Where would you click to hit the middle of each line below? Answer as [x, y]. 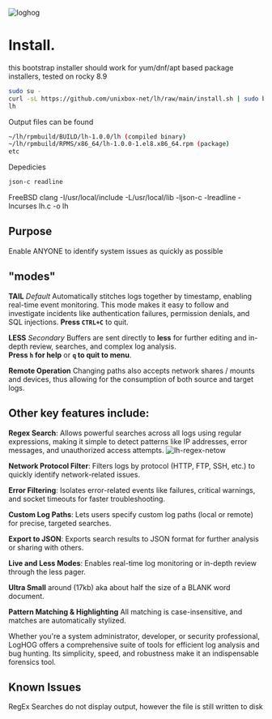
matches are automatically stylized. [68, 620]
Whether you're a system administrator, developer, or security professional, [134, 636]
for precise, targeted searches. [60, 523]
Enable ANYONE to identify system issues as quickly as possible [116, 250]
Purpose [30, 231]
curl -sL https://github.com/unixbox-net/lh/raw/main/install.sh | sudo [134, 98]
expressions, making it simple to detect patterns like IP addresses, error [128, 441]
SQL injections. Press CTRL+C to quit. [69, 322]
